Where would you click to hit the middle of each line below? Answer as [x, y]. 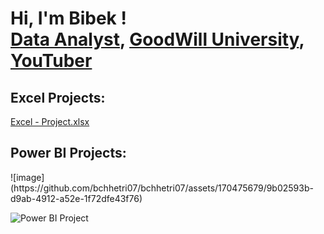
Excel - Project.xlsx [50, 121]
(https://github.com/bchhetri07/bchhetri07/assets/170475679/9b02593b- [162, 188]
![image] [27, 177]
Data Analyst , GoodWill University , [157, 39]
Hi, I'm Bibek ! [68, 18]
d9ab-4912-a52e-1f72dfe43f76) [76, 198]
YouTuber [51, 61]
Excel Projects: [58, 97]
